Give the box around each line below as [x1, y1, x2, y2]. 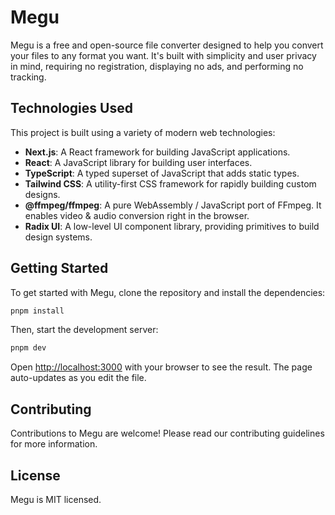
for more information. [10, 438, 98, 450]
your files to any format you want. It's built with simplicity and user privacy [10, 49, 317, 61]
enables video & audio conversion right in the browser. [24, 209, 250, 221]
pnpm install [10, 306, 65, 316]
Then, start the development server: [10, 324, 159, 336]
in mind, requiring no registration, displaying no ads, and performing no [10, 60, 304, 72]
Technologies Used [10, 100, 133, 117]
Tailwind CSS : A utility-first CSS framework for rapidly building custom [24, 177, 317, 190]
